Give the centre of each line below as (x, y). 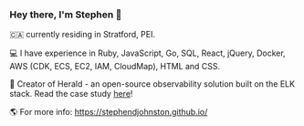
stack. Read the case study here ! (71, 94)
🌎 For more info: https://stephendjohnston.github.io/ (109, 112)
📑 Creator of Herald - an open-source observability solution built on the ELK (152, 84)
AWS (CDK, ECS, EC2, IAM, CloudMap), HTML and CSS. (115, 67)
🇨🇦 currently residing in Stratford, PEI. (82, 35)
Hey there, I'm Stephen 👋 (66, 15)
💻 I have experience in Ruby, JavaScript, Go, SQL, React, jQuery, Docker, (147, 53)
